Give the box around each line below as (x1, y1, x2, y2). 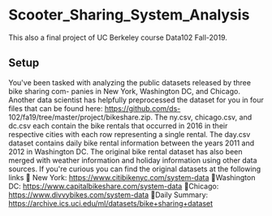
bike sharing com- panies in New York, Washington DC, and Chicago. (8, 86, 241, 96)
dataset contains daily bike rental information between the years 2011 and (8, 138, 254, 148)
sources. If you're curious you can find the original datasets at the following (8, 164, 261, 174)
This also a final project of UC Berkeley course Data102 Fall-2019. (8, 32, 227, 42)
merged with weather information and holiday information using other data (8, 155, 257, 165)
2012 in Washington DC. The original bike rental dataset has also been (8, 146, 243, 156)
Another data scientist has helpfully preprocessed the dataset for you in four (8, 95, 264, 105)
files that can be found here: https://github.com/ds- (8, 103, 181, 113)
